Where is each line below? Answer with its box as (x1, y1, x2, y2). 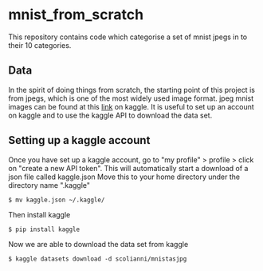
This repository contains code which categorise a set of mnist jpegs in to (8, 32, 248, 42)
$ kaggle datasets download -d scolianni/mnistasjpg (8, 254, 187, 263)
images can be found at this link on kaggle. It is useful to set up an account (8, 102, 255, 111)
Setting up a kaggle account (8, 134, 151, 147)
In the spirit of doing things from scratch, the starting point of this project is (8, 85, 255, 94)
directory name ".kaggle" (8, 180, 90, 189)
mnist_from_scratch (8, 6, 144, 24)
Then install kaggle (8, 209, 71, 219)
